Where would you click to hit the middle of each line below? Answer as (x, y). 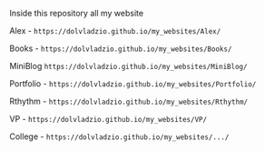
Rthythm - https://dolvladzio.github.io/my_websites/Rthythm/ (128, 101)
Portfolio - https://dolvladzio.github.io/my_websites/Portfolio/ (133, 84)
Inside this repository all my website (76, 13)
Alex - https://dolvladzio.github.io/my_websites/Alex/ (115, 30)
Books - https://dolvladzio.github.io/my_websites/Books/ (121, 48)
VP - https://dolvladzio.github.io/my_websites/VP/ (108, 119)
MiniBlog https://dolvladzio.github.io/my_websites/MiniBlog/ (128, 66)
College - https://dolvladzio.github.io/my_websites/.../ (119, 136)
